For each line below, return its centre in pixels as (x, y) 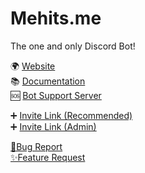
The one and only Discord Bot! (73, 46)
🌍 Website (33, 66)
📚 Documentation (48, 81)
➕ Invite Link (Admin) (53, 126)
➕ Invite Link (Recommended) (71, 115)
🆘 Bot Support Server (56, 95)
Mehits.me (56, 18)
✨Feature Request (48, 157)
